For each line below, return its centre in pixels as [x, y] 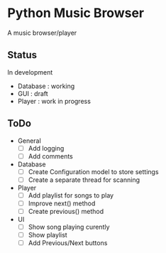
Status [22, 55]
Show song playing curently [69, 227]
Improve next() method [62, 203]
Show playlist [48, 235]
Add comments [50, 156]
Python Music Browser [76, 13]
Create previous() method [66, 211]
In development [30, 72]
